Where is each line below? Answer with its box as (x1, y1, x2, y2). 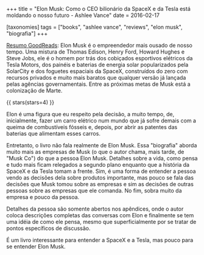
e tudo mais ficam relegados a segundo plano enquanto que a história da (6, 161, 190, 168)
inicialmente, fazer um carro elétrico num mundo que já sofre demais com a (6, 117, 197, 124)
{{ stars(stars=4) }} (6, 99, 55, 106)
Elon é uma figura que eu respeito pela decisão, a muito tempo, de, (6, 111, 175, 117)
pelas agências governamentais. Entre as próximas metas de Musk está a (6, 80, 191, 88)
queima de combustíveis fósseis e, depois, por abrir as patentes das (6, 124, 178, 130)
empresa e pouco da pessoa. (6, 194, 80, 200)
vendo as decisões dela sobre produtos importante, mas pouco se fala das (6, 174, 194, 181)
